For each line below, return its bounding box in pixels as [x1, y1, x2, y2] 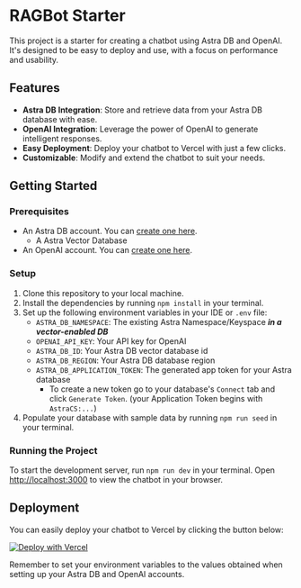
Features [9, 80, 60, 95]
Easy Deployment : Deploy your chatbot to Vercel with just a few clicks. [22, 142, 287, 153]
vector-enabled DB [35, 326, 109, 337]
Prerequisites [9, 205, 69, 218]
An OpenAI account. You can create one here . [22, 245, 193, 256]
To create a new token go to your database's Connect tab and [49, 384, 276, 394]
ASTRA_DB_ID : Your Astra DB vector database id [35, 345, 208, 356]
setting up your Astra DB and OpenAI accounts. [9, 568, 185, 579]
